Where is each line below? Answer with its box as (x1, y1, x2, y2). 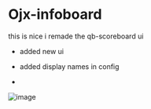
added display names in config (19, 61, 120, 71)
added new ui (19, 46, 64, 56)
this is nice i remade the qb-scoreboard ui (8, 31, 144, 41)
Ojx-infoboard (8, 5, 102, 24)
